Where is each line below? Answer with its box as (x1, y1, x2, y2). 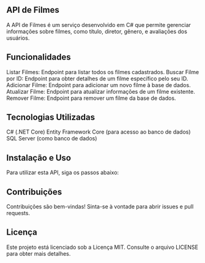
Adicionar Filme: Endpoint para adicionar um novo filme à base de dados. (6, 81, 191, 88)
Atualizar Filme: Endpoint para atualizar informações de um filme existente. (6, 88, 195, 95)
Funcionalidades (6, 52, 72, 63)
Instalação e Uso (6, 153, 72, 163)
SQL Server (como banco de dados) (6, 135, 97, 142)
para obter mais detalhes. (6, 250, 71, 257)
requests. (6, 210, 31, 217)
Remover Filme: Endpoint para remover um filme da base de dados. (6, 94, 176, 102)
